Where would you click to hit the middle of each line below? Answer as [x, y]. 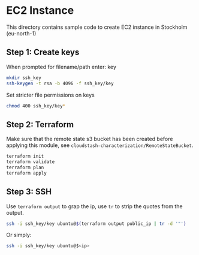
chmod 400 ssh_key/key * [36, 106]
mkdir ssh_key [24, 78]
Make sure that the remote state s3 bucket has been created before [90, 139]
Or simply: [19, 235]
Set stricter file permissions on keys [50, 95]
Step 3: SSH [29, 192]
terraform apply [26, 173]
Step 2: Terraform [40, 124]
